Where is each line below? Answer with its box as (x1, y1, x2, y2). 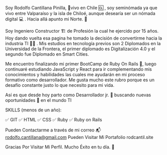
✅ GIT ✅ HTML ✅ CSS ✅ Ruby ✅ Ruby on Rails (5, 117, 102, 122)
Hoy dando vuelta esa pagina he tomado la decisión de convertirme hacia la (5, 35, 162, 41)
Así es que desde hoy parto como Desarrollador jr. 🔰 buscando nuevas (5, 92, 151, 98)
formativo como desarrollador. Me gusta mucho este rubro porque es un (5, 77, 154, 83)
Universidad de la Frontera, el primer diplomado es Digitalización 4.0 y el (5, 46, 155, 52)
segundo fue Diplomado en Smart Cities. (5, 51, 89, 57)
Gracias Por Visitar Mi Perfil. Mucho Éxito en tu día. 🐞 (5, 144, 115, 150)
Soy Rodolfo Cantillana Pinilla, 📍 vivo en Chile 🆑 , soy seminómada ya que (5, 5, 157, 11)
